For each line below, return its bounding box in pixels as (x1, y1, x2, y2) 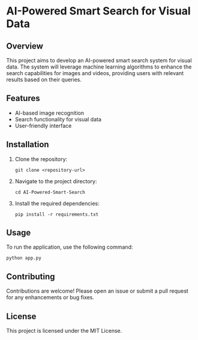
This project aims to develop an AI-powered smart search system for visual (6, 57, 192, 64)
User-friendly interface (14, 122, 72, 129)
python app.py (6, 255, 42, 261)
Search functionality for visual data (14, 115, 102, 123)
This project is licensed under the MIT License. (6, 327, 122, 335)
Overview (6, 41, 44, 51)
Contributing (6, 272, 55, 282)
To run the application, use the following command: (6, 243, 133, 250)
